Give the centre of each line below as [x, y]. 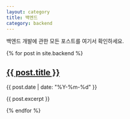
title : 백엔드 [22, 18]
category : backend [29, 23]
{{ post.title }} [33, 73]
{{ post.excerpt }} [28, 99]
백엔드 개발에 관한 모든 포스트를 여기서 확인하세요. [65, 41]
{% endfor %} [24, 110]
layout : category [28, 12]
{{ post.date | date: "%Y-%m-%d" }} [52, 87]
